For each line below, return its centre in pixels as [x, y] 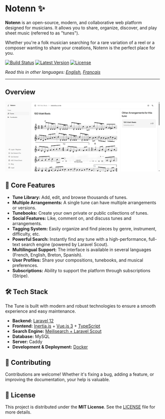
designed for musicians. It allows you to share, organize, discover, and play [81, 28]
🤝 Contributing [28, 362]
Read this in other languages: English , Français [53, 72]
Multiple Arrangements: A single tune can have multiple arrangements [84, 202]
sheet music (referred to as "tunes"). [42, 33]
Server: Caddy [27, 342]
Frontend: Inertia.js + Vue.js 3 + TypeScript [56, 326]
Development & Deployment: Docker [50, 347]
